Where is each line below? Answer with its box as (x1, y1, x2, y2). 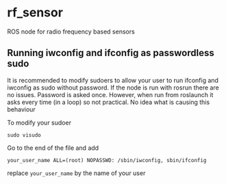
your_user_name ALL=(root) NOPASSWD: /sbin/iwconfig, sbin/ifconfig (7, 157, 207, 163)
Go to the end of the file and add (7, 144, 99, 152)
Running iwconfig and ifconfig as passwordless (7, 47, 214, 59)
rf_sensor (7, 5, 64, 21)
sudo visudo (7, 131, 41, 138)
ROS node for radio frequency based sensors (7, 27, 135, 36)
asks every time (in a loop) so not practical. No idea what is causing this (7, 98, 210, 106)
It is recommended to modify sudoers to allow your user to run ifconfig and (7, 76, 219, 84)
